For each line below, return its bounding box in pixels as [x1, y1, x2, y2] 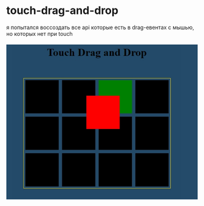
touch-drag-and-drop [6, 4, 118, 18]
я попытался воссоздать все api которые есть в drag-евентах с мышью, [6, 24, 194, 31]
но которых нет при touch [6, 30, 73, 37]
